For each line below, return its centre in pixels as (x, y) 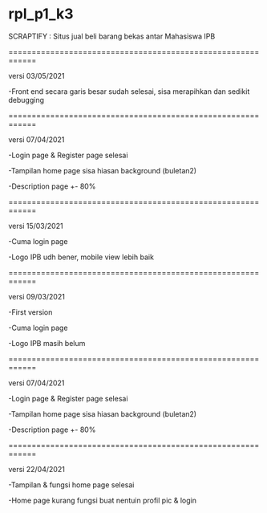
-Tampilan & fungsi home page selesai (71, 484)
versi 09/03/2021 (37, 296)
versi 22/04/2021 (37, 469)
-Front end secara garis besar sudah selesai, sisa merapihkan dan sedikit (129, 91)
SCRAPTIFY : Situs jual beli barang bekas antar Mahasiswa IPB (112, 36)
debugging (26, 100)
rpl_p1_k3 (41, 14)
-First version (30, 312)
